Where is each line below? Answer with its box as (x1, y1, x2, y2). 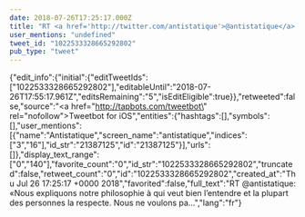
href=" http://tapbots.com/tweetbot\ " (71, 101, 208, 112)
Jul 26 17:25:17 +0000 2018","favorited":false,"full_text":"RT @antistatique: (16, 178, 296, 189)
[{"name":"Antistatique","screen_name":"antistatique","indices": (9, 130, 248, 141)
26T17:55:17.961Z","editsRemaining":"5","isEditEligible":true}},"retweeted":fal (9, 92, 296, 103)
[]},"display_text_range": (9, 149, 100, 160)
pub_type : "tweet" (9, 47, 79, 56)
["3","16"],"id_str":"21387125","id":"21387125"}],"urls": (9, 140, 211, 151)
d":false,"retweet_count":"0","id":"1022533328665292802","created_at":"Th (9, 169, 296, 180)
